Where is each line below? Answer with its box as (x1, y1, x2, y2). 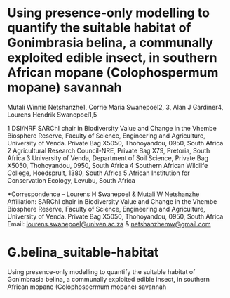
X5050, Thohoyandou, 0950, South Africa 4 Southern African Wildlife (7, 161, 208, 169)
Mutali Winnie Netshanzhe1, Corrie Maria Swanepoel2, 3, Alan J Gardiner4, (7, 103, 224, 111)
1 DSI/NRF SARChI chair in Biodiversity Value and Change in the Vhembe (7, 124, 217, 132)
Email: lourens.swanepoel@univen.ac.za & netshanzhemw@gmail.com (7, 219, 212, 228)
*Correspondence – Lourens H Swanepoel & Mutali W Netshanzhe (7, 190, 200, 198)
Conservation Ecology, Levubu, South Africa (7, 176, 135, 184)
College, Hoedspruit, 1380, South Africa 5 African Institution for (7, 169, 191, 177)
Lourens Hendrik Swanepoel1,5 (7, 110, 97, 119)
